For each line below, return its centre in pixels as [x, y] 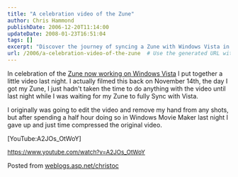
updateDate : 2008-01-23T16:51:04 [57, 34]
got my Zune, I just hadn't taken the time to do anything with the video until [117, 88]
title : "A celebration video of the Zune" [71, 14]
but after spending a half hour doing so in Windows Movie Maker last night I [118, 117]
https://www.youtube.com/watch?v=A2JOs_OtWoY [76, 152]
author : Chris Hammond [41, 21]
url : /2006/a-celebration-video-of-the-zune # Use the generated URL [114, 54]
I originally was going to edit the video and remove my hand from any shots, [118, 110]
